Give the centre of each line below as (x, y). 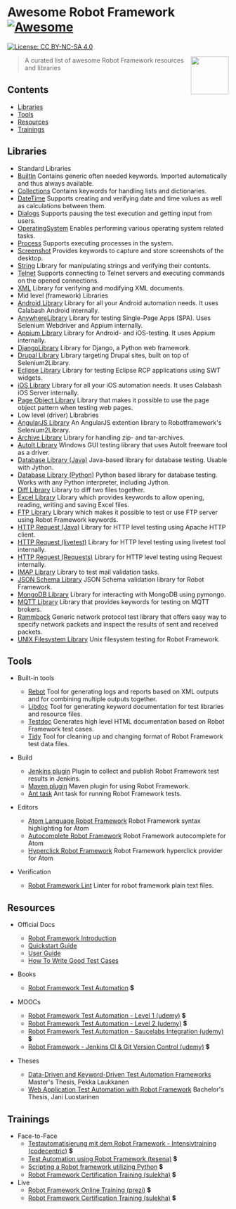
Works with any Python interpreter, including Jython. (93, 482)
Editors (28, 807)
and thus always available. (55, 183)
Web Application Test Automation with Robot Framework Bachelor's (126, 1089)
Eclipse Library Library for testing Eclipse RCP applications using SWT (119, 370)
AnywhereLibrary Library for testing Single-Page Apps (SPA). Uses (114, 318)
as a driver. (34, 452)
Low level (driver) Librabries (58, 415)
